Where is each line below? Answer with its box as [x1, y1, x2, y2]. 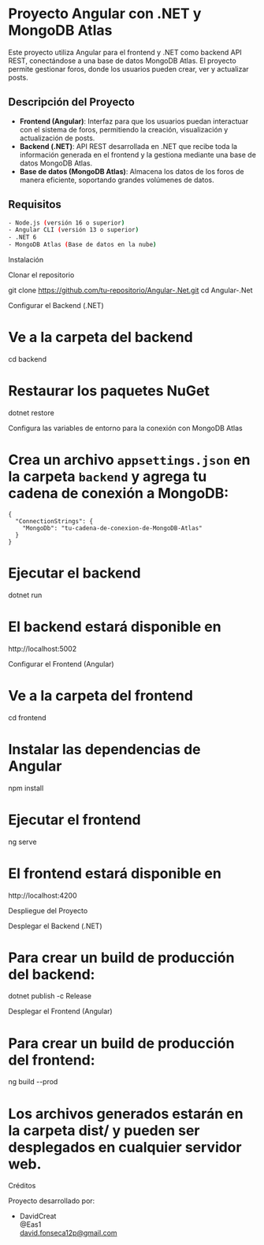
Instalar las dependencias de [8, 740, 201, 758]
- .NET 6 [8, 233, 37, 241]
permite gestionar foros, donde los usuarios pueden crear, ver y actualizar [8, 64, 250, 73]
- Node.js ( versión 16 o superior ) [8, 218, 125, 227]
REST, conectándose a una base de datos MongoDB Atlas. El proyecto [8, 56, 236, 65]
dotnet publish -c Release [8, 991, 92, 1001]
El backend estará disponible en [8, 618, 222, 635]
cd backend [8, 355, 47, 363]
